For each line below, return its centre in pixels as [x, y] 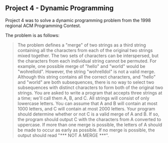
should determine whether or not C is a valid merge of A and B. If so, [88, 114]
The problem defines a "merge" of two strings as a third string [82, 45]
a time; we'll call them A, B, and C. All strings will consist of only [83, 98]
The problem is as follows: [32, 35]
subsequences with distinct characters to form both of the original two [90, 87]
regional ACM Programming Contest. [43, 25]
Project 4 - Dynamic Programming [59, 8]
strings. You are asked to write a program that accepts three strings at [90, 92]
